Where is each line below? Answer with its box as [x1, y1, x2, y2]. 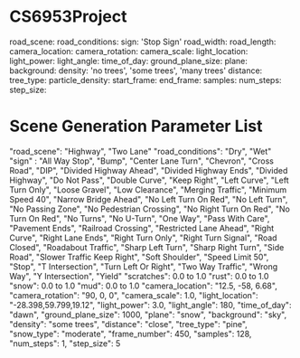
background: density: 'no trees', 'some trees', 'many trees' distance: [9, 65, 263, 76]
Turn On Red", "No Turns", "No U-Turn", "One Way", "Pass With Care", [9, 212, 270, 223]
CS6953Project [9, 6, 127, 27]
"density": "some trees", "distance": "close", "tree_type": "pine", [9, 318, 248, 329]
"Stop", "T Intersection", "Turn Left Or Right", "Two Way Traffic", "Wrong [9, 260, 278, 272]
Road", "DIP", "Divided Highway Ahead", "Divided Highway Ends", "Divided [9, 165, 288, 175]
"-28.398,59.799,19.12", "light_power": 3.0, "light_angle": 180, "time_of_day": [9, 299, 292, 310]
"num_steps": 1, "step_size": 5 [9, 337, 121, 349]
